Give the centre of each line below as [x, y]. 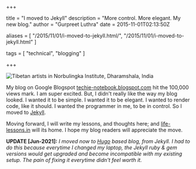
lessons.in [18, 130]
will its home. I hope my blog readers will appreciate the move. [107, 130]
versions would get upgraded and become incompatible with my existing [94, 154]
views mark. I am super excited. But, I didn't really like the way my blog [92, 94]
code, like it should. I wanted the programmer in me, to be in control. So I [94, 106]
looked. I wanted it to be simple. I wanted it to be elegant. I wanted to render [98, 100]
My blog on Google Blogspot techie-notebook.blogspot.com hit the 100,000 [97, 87]
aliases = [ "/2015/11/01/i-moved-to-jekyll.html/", [64, 36]
